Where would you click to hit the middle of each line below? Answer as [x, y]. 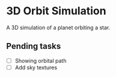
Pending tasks [34, 46]
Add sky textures [36, 67]
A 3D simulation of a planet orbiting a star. [58, 27]
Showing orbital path [41, 60]
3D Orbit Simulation [56, 11]
